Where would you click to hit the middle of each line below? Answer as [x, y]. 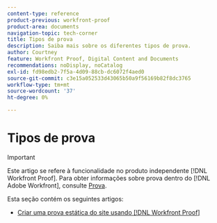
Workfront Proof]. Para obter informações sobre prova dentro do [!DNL [109, 178]
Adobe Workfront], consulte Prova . [57, 185]
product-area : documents [43, 26]
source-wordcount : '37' [42, 91]
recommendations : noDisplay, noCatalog [65, 65]
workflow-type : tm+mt [39, 85]
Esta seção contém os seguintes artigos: [65, 199]
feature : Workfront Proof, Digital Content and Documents [93, 59]
